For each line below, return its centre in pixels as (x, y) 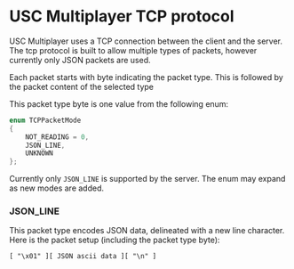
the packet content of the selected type (81, 86)
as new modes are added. (57, 188)
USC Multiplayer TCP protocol (122, 16)
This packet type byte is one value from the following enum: (119, 103)
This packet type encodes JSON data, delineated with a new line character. (147, 231)
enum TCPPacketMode (45, 120)
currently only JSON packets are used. (80, 60)
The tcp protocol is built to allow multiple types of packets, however (133, 50)
